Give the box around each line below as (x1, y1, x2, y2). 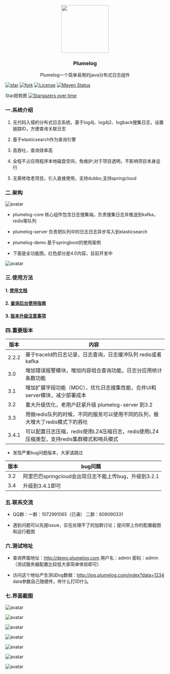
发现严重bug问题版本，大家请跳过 (12, 449, 83, 455)
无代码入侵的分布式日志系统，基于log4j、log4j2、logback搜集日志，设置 (12, 119, 164, 125)
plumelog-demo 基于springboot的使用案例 (12, 239, 101, 245)
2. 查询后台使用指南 (5, 300, 47, 306)
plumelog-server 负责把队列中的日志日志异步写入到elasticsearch (12, 228, 148, 235)
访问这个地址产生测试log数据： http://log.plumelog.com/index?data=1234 (12, 572, 164, 578)
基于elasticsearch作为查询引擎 (12, 136, 76, 142)
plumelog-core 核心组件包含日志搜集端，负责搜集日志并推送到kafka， (12, 211, 158, 217)
